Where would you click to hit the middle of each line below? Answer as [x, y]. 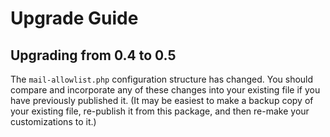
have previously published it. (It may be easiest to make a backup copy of [162, 100]
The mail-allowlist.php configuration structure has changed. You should [162, 79]
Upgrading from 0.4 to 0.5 [93, 55]
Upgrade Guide [74, 18]
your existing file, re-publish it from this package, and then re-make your [160, 111]
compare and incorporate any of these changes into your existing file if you [165, 90]
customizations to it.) [53, 121]
